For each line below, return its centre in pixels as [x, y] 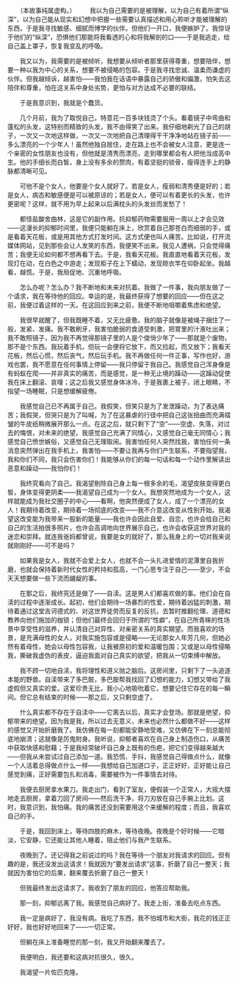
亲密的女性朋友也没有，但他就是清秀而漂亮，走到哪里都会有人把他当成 [115, 153]
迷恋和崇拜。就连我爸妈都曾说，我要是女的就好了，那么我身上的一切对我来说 [119, 537]
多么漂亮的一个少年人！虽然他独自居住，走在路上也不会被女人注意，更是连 [116, 144]
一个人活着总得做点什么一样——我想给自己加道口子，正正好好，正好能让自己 [119, 765]
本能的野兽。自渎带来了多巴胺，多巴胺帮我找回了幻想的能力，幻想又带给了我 [119, 679]
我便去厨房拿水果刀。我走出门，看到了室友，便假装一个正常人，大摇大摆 [125, 789]
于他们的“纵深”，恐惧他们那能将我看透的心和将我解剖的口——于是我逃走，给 [119, 37]
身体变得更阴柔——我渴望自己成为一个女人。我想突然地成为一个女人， [122, 492]
